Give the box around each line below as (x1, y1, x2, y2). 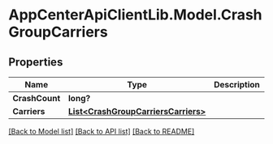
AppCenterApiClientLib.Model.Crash (8, 6, 262, 24)
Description (214, 79, 260, 90)
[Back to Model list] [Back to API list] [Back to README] (8, 127, 195, 136)
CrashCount (12, 93, 61, 104)
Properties (8, 55, 63, 69)
